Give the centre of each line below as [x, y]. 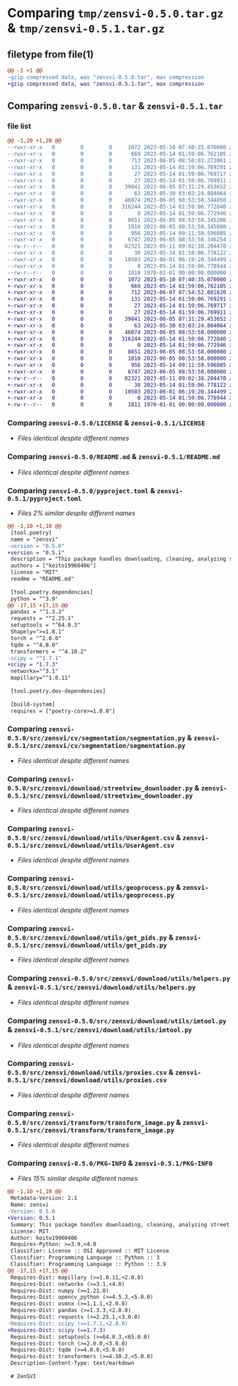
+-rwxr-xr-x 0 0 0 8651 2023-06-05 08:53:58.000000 [117, 352]
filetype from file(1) [51, 54]
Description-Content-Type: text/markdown [72, 1363]
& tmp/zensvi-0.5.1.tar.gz [86, 28]
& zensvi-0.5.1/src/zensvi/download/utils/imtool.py [100, 1030]
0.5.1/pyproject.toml [45, 499]
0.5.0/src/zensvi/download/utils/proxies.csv [87, 1073]
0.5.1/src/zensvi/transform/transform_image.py [91, 1130]
